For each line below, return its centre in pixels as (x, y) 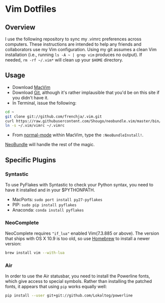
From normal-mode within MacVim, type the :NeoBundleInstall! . (78, 135)
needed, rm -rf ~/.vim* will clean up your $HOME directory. (64, 60)
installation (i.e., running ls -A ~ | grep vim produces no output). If (74, 55)
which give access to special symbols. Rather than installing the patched (79, 281)
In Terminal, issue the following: (44, 103)
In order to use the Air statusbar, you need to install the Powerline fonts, (78, 276)
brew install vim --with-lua (35, 253)
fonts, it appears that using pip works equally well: (56, 287)
